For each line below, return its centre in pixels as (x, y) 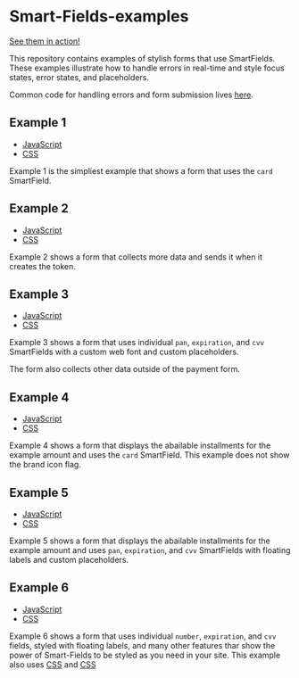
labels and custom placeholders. (69, 560)
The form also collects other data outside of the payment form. (125, 369)
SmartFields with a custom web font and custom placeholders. (124, 352)
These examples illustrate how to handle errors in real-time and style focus (147, 68)
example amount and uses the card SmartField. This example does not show (149, 455)
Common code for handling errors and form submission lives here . (132, 95)
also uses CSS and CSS (53, 664)
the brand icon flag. (46, 465)
